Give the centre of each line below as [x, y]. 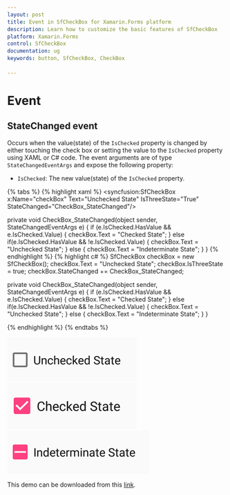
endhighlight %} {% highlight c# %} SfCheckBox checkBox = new [101, 256]
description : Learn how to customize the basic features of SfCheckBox [112, 29]
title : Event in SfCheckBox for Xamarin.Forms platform [89, 22]
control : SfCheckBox [37, 44]
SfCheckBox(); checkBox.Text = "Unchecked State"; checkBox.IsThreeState [115, 263]
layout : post [26, 15]
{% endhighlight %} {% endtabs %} [58, 327]
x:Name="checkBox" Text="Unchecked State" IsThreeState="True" [103, 199]
